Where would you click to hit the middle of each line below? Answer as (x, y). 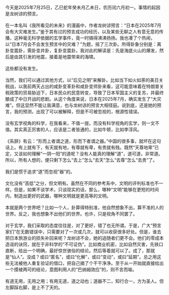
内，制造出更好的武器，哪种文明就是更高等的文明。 (58, 196)
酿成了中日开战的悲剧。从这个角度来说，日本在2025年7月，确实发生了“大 (81, 99)
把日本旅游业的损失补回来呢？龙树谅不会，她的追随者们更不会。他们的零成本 (84, 238)
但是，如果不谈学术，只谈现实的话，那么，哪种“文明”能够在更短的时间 (87, 190)
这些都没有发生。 (23, 68)
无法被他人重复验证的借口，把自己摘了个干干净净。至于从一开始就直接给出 (87, 263)
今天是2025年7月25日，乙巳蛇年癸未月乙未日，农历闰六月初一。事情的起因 (83, 7)
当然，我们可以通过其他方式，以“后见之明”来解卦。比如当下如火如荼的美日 (82, 80)
